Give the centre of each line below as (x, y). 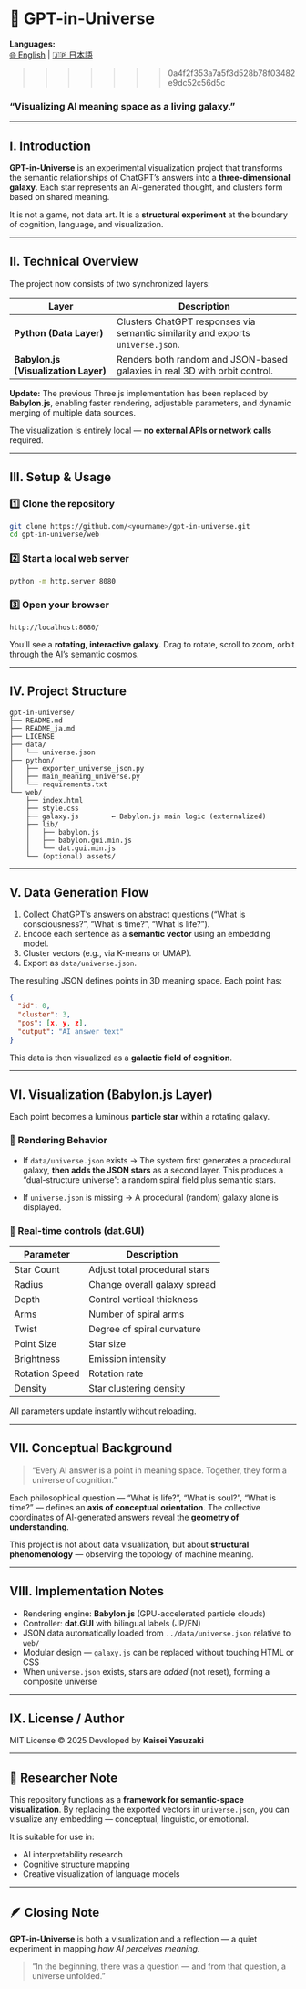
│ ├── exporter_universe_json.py (77, 768)
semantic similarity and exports (184, 332)
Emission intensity (127, 1359)
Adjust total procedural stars (149, 1270)
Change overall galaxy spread (152, 1285)
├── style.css (52, 808)
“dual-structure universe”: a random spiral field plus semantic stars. (149, 1179)
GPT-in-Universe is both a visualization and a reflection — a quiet (133, 1939)
